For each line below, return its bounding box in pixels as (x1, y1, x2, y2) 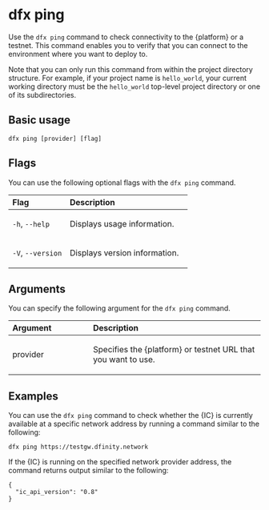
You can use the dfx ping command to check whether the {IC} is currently (8, 411, 254, 420)
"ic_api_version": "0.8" (15, 488, 98, 496)
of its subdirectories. (8, 90, 77, 99)
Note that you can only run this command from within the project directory (8, 64, 254, 74)
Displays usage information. (69, 218, 175, 229)
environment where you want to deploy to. (8, 49, 148, 58)
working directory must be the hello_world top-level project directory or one (8, 82, 261, 91)
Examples (8, 389, 58, 403)
